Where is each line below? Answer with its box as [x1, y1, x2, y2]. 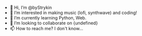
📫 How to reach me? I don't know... [9, 26, 83, 31]
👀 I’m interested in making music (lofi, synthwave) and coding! [9, 10, 138, 16]
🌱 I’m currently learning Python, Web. [9, 15, 87, 20]
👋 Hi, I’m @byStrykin [9, 5, 52, 10]
